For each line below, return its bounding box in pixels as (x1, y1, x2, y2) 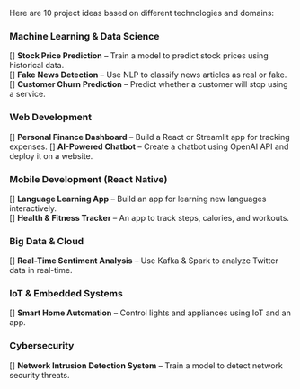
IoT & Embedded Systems (9, 287, 123, 300)
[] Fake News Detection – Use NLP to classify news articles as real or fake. (9, 69, 287, 80)
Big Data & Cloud (9, 234, 84, 247)
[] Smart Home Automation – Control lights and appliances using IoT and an (9, 307, 292, 318)
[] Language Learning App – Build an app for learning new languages (9, 193, 267, 204)
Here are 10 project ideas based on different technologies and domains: (9, 8, 275, 18)
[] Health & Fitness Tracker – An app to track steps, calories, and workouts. (9, 212, 290, 223)
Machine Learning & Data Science (9, 30, 160, 42)
